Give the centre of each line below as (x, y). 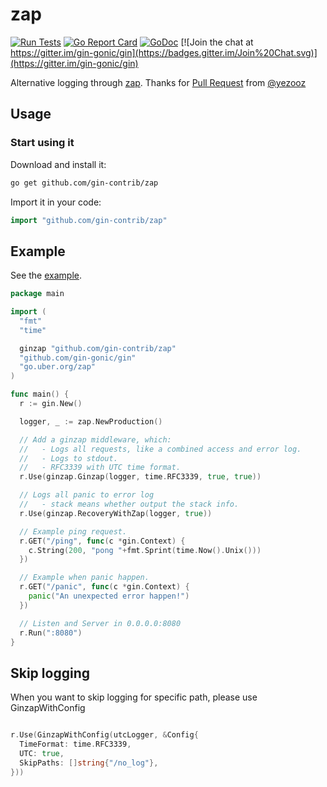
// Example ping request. (73, 531)
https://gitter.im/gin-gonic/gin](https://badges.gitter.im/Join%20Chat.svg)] (164, 52)
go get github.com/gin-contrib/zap (84, 183)
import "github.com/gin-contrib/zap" (89, 220)
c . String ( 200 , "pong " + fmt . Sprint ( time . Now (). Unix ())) (145, 550)
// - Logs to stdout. (68, 458)
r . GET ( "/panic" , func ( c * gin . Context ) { (104, 587)
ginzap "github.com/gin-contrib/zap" (98, 348)
